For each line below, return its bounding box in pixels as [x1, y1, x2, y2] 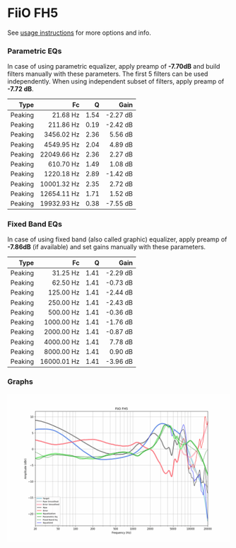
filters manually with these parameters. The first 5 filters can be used [7, 69, 208, 79]
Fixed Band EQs [7, 219, 62, 229]
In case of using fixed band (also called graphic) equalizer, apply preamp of [7, 235, 228, 244]
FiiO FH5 [7, 5, 59, 21]
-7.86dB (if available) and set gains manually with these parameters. [7, 243, 206, 251]
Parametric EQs [7, 46, 62, 56]
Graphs [7, 377, 33, 387]
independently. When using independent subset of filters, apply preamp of [7, 77, 225, 86]
